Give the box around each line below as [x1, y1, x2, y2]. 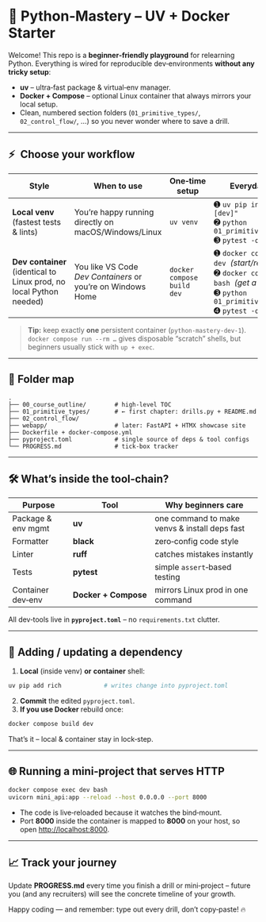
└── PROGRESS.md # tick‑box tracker [8, 442, 179, 450]
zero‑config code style [154, 536, 239, 547]
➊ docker [213, 247, 248, 258]
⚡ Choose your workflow [8, 148, 135, 161]
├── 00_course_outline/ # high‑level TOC [8, 400, 172, 408]
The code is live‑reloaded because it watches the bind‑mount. [19, 808, 222, 817]
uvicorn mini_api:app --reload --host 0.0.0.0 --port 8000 [8, 793, 207, 801]
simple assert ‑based [154, 561, 232, 573]
